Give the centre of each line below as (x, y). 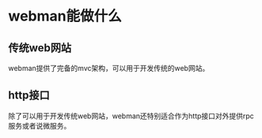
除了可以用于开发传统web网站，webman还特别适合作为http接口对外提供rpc (131, 116)
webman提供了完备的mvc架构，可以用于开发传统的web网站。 (109, 68)
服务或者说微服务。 (40, 125)
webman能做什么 (65, 16)
